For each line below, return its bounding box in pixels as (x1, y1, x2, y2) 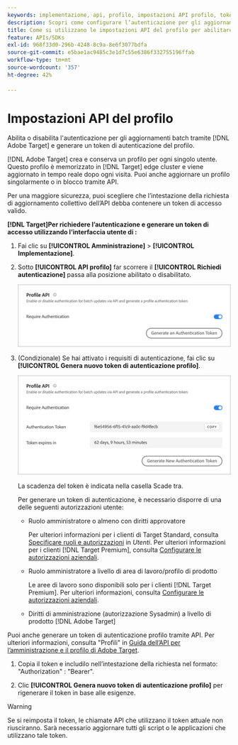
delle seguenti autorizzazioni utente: (17, 503, 124, 511)
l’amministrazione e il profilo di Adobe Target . (7, 646, 140, 654)
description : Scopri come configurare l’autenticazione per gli (7, 18, 201, 26)
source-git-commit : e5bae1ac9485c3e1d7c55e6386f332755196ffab (7, 49, 195, 56)
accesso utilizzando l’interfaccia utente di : (7, 228, 137, 236)
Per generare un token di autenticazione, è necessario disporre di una (17, 495, 222, 504)
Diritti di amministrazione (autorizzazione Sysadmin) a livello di (28, 609, 211, 618)
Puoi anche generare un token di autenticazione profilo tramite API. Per (7, 631, 215, 639)
